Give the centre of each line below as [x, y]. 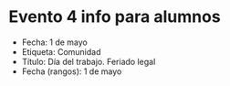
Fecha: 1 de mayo [54, 42]
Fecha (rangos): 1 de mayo [72, 71]
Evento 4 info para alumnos [115, 17]
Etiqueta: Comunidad [61, 51]
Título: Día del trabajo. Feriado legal [89, 61]
